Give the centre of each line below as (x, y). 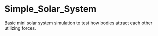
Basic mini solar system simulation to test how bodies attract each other (79, 23)
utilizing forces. (20, 28)
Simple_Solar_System (51, 9)
